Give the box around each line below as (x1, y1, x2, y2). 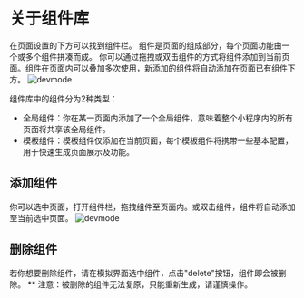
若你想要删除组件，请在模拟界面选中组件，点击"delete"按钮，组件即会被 (9, 267, 279, 278)
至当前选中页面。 (9, 212, 74, 223)
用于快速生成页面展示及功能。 (22, 146, 134, 157)
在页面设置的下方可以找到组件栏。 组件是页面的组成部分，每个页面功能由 (9, 40, 282, 51)
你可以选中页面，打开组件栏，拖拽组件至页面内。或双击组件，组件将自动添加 (9, 201, 296, 212)
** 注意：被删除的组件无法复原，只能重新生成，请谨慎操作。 (26, 278, 252, 290)
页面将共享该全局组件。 (22, 123, 111, 134)
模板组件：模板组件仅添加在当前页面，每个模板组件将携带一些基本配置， (22, 135, 293, 146)
